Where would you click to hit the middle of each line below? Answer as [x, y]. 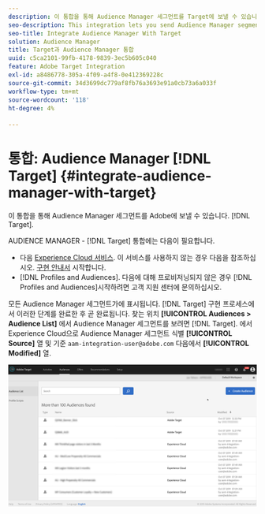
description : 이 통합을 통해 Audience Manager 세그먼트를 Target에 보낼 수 [123, 17]
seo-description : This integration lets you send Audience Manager [121, 25]
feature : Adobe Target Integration [67, 67]
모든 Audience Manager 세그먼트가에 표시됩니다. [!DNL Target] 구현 [114, 304]
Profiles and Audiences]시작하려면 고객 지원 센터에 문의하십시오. [121, 287]
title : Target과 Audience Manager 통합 [71, 50]
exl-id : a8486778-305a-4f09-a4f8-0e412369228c [86, 75]
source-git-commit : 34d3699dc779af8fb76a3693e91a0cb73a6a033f [112, 83]
